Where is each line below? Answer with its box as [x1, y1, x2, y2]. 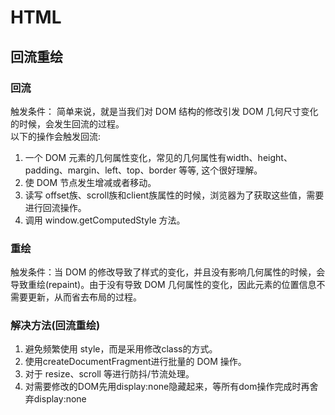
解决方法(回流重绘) [10, 319, 101, 333]
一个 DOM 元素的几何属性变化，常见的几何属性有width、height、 [24, 151, 293, 163]
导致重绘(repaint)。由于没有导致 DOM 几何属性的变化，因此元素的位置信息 [10, 279, 317, 291]
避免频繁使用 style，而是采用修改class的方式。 [24, 343, 218, 355]
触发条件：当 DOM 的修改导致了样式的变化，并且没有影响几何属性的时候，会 [10, 266, 326, 278]
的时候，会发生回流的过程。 [10, 117, 125, 130]
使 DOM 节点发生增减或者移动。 [24, 176, 157, 188]
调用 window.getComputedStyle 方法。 [24, 214, 186, 226]
